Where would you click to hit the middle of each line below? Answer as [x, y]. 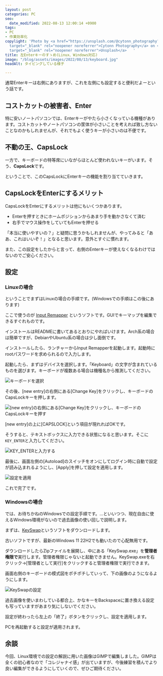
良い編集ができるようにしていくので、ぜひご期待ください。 [64, 669]
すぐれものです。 [30, 321]
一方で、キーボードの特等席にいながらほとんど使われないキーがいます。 [77, 160]
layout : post [18, 10]
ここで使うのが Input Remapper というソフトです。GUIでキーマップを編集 [79, 315]
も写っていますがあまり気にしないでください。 [52, 606]
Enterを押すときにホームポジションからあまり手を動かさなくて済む [79, 216]
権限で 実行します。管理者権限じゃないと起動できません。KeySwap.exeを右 [80, 557]
